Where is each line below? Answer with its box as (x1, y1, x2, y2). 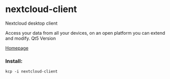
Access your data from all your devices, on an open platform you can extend (5, 30, 165, 36)
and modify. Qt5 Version (5, 35, 56, 41)
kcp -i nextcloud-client (5, 69, 58, 74)
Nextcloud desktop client (5, 20, 58, 26)
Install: (5, 57, 23, 64)
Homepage (5, 45, 29, 51)
